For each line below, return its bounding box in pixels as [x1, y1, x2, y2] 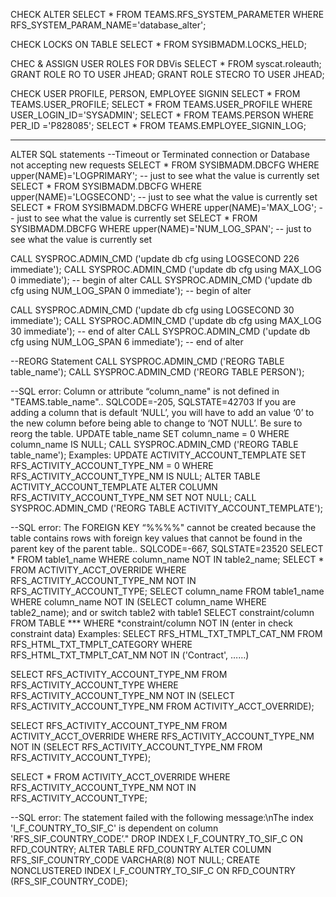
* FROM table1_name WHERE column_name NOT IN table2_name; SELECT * [10, 554, 325, 565]
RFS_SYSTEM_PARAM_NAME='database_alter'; [10, 19, 207, 31]
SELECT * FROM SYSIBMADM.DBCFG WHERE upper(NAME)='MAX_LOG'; [10, 202, 317, 213]
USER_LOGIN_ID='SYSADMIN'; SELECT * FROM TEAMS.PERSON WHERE [10, 109, 315, 121]
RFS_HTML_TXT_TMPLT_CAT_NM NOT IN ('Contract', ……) [10, 649, 250, 661]
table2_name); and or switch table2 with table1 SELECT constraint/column [10, 607, 315, 618]
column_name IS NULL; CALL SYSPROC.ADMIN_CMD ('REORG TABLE [10, 439, 299, 450]
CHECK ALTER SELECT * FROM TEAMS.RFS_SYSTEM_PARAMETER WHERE [10, 9, 325, 20]
